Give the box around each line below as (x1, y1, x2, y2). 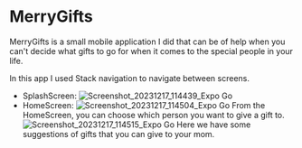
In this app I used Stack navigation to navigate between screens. (9, 72, 250, 83)
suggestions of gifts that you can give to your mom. (22, 128, 215, 139)
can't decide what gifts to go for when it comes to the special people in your (9, 45, 294, 56)
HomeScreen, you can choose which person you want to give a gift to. (22, 109, 285, 120)
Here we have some (175, 119, 251, 130)
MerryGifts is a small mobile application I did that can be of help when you (9, 36, 286, 47)
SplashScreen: (22, 90, 77, 101)
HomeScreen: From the (22, 99, 266, 110)
